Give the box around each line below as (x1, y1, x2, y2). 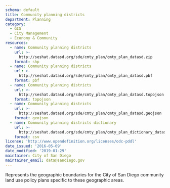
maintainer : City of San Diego (5, 153, 71, 158)
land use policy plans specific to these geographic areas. (5, 177, 124, 183)
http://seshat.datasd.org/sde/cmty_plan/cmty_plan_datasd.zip (18, 54, 153, 60)
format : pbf (14, 78, 39, 83)
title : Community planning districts (5, 12, 85, 17)
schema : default (5, 7, 39, 13)
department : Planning (5, 17, 51, 22)
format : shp (14, 59, 39, 64)
